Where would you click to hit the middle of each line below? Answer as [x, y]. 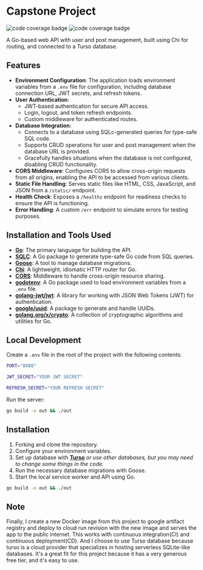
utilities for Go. [33, 321]
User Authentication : [42, 99]
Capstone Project [51, 11]
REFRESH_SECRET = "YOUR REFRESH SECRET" [55, 388]
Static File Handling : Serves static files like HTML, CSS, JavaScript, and [105, 183]
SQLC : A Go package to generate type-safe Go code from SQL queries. [105, 256]
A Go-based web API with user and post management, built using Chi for [97, 40]
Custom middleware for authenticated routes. [81, 119]
